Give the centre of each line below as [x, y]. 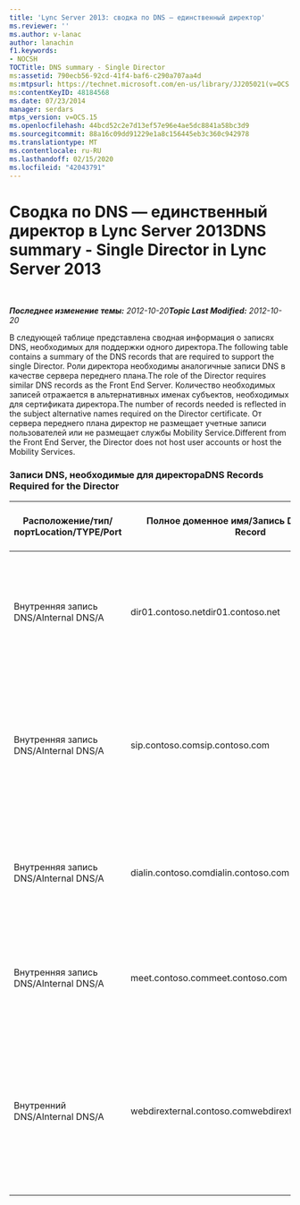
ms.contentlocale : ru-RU [55, 150]
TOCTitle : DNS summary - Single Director [87, 68]
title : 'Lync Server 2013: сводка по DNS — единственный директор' [137, 17]
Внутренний [40, 1105]
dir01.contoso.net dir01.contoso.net [206, 611]
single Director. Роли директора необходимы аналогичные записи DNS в [147, 366]
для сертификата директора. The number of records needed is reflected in [148, 405]
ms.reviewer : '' [39, 26]
